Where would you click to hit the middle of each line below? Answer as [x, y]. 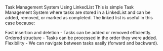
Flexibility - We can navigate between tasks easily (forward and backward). [82, 43]
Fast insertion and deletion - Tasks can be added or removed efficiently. [78, 32]
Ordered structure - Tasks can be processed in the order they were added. [81, 38]
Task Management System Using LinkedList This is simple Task [70, 7]
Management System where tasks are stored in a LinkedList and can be [78, 12]
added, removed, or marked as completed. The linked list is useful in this [79, 18]
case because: [20, 23]
